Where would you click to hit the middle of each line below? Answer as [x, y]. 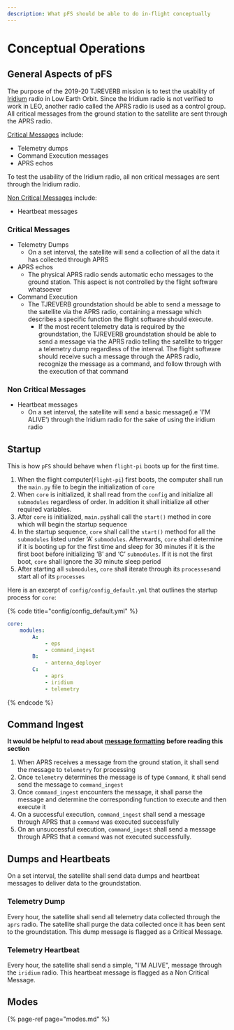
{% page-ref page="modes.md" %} [59, 1019]
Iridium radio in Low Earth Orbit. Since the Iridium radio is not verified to [110, 98]
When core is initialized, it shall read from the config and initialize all [115, 494]
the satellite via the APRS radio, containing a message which [115, 311]
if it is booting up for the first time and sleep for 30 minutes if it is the [116, 547]
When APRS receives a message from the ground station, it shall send [118, 762]
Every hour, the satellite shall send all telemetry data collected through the [114, 916]
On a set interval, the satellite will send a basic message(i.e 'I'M [119, 412]
